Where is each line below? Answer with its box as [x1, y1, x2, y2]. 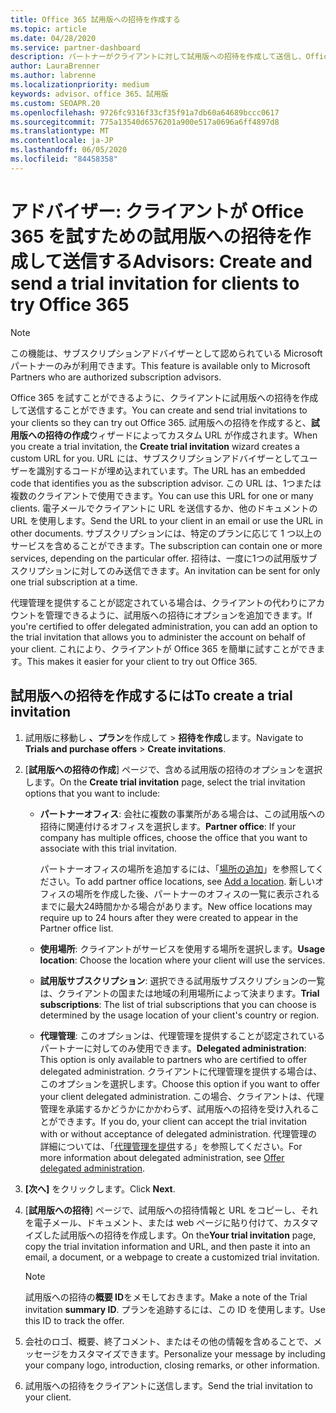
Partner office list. [39, 922, 114, 934]
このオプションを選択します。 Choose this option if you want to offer [39, 1077, 320, 1090]
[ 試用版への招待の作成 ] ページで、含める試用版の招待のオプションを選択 [24, 763, 323, 775]
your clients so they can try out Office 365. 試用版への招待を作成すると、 [10, 416, 312, 428]
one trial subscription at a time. [10, 576, 138, 588]
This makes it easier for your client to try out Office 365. [26, 655, 258, 667]
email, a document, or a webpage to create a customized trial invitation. [24, 1251, 320, 1263]
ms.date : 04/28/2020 [10, 33, 97, 43]
